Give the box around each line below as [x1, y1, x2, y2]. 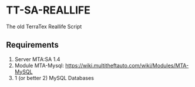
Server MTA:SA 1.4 [14, 55, 60, 62]
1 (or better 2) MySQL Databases [14, 74, 94, 81]
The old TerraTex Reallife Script [6, 23, 82, 30]
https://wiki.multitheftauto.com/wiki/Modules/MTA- [65, 62, 189, 69]
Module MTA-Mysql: [14, 62, 65, 69]
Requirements [6, 40, 59, 50]
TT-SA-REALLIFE [6, 4, 91, 17]
